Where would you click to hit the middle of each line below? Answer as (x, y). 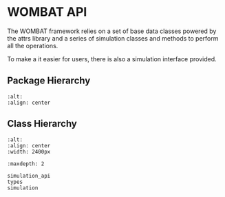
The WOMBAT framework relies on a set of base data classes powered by (112, 31)
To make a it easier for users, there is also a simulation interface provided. (112, 59)
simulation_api (29, 176)
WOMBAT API (47, 12)
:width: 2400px (29, 152)
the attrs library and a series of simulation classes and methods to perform (113, 38)
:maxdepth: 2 (26, 164)
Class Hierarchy (42, 124)
